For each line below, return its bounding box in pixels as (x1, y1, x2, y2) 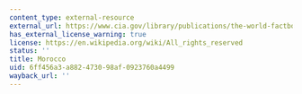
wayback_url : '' (9, 72, 70, 81)
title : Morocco (9, 55, 67, 64)
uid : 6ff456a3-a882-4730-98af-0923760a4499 (9, 64, 175, 73)
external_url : (9, 21, 63, 30)
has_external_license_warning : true (9, 30, 147, 38)
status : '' (9, 47, 50, 56)
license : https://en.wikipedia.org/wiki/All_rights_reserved (9, 38, 244, 47)
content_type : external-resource (9, 13, 135, 22)
